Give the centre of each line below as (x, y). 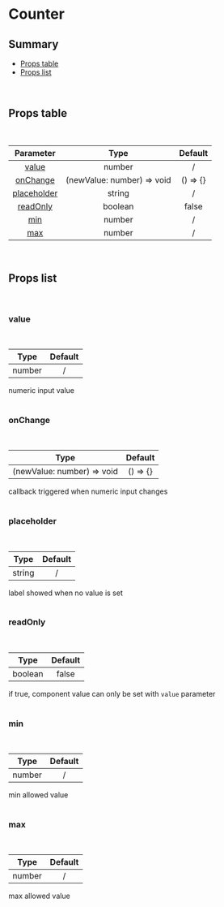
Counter (36, 14)
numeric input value (42, 390)
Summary (34, 44)
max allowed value (39, 896)
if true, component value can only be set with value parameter (112, 693)
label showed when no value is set (66, 593)
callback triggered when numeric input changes (88, 491)
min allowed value (38, 795)
